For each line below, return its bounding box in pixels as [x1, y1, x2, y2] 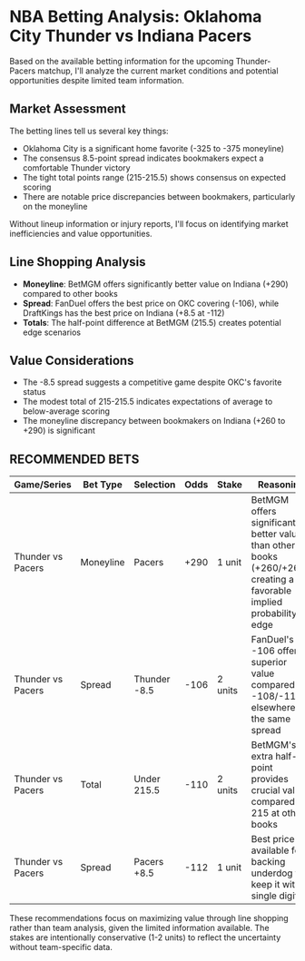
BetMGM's [251, 739, 297, 751]
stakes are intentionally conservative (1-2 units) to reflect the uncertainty [9, 932, 281, 943]
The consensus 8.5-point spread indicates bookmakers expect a [22, 152, 264, 163]
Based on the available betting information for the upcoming [9, 55, 234, 66]
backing [251, 856, 286, 868]
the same [251, 712, 291, 725]
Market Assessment [9, 102, 126, 117]
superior [251, 656, 288, 669]
